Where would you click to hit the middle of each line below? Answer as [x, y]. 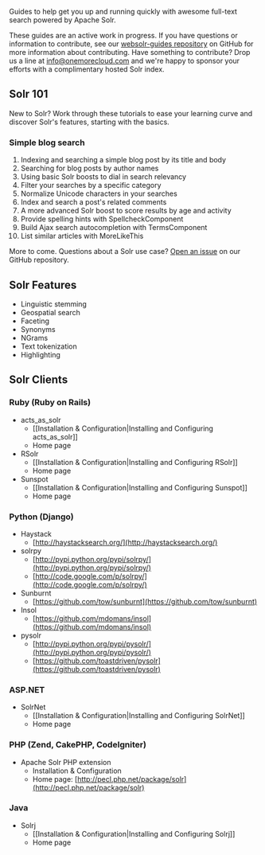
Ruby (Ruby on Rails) [50, 403]
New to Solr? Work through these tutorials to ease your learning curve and [131, 113]
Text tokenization [49, 346]
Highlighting [40, 354]
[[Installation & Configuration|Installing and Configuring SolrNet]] [138, 716]
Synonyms [38, 329]
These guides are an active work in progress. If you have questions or [123, 35]
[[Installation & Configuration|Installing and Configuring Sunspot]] [140, 487]
